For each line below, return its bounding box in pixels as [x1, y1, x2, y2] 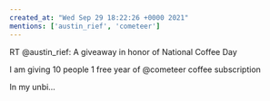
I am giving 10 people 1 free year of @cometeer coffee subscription [9, 64, 262, 75]
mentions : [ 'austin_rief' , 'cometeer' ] [9, 22, 161, 31]
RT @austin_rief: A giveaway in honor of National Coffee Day [9, 46, 238, 57]
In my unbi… [9, 81, 56, 92]
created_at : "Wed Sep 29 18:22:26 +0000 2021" [9, 13, 189, 23]
